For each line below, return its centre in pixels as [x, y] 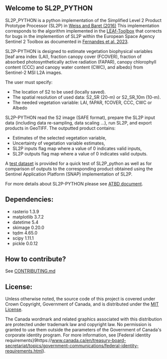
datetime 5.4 [25, 222]
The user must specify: [29, 82]
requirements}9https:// [29, 340]
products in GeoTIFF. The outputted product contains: [60, 128]
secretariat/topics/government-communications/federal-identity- [72, 346]
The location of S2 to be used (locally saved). [59, 91]
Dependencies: [29, 199]
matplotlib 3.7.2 [28, 216]
